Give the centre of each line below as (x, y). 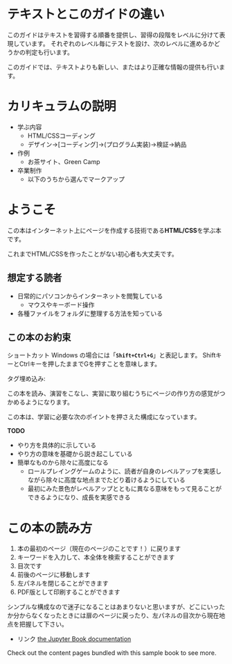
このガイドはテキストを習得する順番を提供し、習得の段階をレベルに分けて (113, 35)
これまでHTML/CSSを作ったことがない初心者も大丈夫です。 (92, 254)
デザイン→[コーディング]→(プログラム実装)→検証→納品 (107, 144)
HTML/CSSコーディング (61, 136)
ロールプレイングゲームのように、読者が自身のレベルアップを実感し (124, 471)
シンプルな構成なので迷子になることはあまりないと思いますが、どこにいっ (113, 607)
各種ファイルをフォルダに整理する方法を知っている (90, 313)
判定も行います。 (50, 52)
